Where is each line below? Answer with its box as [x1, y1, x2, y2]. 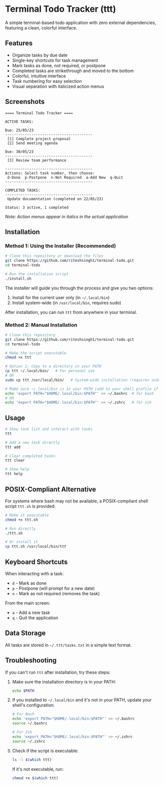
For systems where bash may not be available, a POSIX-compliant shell [5, 498, 148, 504]
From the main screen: [5, 600, 50, 606]
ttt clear [5, 458, 25, 463]
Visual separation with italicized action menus [12, 83, 104, 89]
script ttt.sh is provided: [5, 503, 56, 509]
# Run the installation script [5, 271, 69, 277]
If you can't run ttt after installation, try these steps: [5, 669, 111, 675]
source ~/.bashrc [12, 721, 48, 726]
